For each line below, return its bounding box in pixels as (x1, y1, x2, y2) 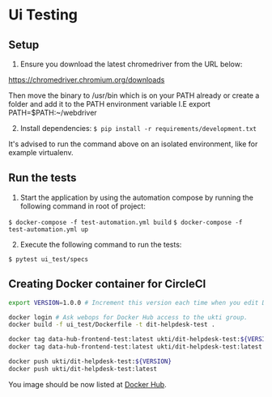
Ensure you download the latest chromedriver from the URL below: (19, 59, 243, 69)
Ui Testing (8, 6, 79, 24)
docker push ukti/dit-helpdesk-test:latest (8, 365, 158, 373)
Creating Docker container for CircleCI (8, 277, 206, 291)
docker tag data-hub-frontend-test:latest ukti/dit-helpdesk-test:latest (8, 343, 263, 351)
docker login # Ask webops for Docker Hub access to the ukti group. (8, 313, 249, 321)
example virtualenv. (8, 148, 74, 157)
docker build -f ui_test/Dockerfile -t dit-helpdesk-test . (8, 321, 216, 329)
